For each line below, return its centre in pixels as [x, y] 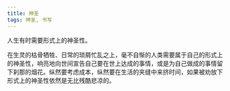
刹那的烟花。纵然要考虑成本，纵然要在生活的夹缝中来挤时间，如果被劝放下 [118, 72]
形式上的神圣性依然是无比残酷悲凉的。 [61, 80]
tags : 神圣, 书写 [30, 20]
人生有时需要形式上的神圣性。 [49, 40]
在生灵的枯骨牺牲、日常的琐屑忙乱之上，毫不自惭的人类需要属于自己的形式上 [115, 55]
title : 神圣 [23, 13]
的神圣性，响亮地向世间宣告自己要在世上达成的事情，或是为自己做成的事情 [112, 63]
